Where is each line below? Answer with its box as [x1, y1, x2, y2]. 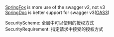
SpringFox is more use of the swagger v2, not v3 [5, 4, 106, 10]
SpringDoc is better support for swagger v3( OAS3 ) [5, 9, 110, 15]
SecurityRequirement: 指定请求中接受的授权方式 [5, 26, 104, 32]
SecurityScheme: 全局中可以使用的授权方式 [5, 20, 94, 25]
